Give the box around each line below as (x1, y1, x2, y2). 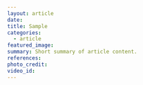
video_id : (7, 67, 36, 74)
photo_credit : (7, 61, 48, 68)
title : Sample (7, 23, 48, 29)
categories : (7, 29, 41, 36)
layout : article (7, 10, 54, 17)
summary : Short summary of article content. (7, 49, 137, 56)
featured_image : (7, 42, 54, 49)
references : (7, 55, 41, 62)
